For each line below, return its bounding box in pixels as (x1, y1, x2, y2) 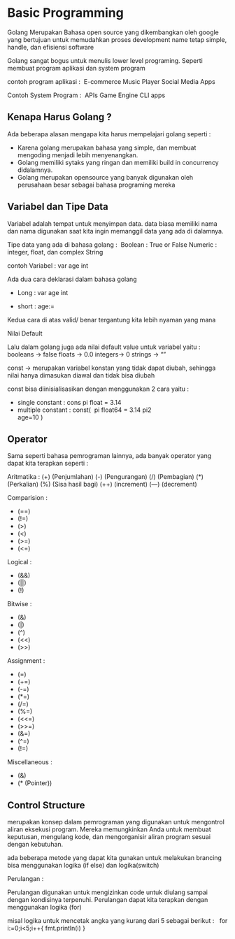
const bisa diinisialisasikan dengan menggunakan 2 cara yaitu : (7, 385, 190, 393)
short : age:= (17, 302, 55, 310)
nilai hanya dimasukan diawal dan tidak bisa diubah (7, 371, 155, 379)
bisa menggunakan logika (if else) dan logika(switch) (7, 861, 159, 870)
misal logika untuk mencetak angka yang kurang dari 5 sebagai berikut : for (7, 917, 228, 925)
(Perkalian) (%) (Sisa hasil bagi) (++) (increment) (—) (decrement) (7, 480, 197, 489)
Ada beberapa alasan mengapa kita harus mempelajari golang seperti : (7, 129, 211, 138)
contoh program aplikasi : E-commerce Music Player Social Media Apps (7, 77, 215, 85)
